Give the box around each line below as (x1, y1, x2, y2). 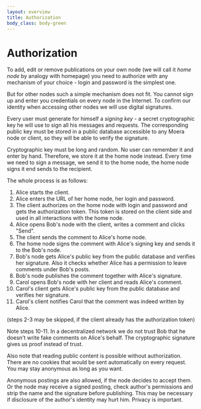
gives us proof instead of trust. (7, 341, 83, 348)
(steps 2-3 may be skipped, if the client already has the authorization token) (7, 316, 195, 323)
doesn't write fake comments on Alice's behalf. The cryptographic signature (7, 334, 196, 341)
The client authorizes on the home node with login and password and (15, 202, 188, 209)
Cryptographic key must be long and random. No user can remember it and (7, 146, 194, 153)
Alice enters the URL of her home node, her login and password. (15, 195, 175, 202)
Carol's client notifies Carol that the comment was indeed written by (15, 298, 185, 305)
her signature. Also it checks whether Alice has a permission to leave (15, 259, 187, 266)
